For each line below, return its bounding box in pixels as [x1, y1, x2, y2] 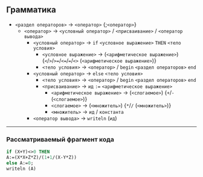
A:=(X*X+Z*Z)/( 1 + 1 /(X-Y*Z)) [6, 154, 77, 160]
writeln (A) [6, 166, 36, 172]
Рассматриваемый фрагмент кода [6, 135, 115, 143]
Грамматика [6, 5, 56, 15]
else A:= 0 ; [6, 160, 34, 166]
